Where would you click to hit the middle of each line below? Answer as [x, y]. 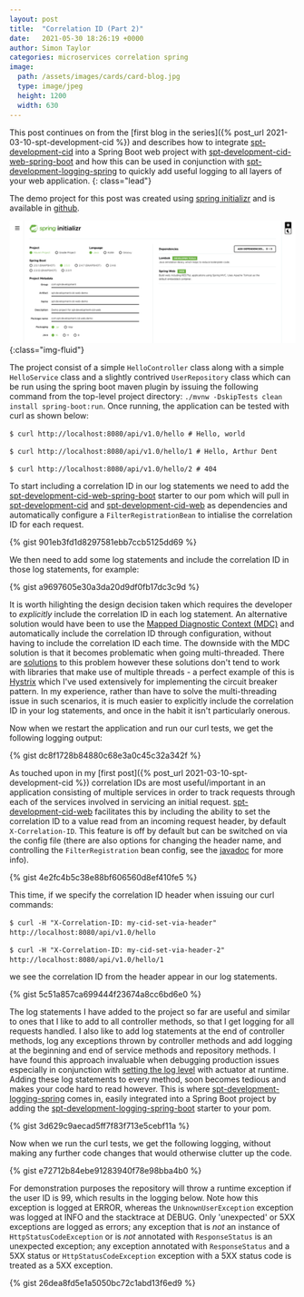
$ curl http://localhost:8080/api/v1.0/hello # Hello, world [127, 434]
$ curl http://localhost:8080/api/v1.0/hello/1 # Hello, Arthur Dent [144, 452]
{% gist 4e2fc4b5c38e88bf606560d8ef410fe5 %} [103, 878]
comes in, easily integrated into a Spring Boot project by [172, 1099]
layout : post [34, 19]
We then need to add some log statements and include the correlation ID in [149, 560]
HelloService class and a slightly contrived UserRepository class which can [150, 378]
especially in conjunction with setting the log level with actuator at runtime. [149, 1070]
